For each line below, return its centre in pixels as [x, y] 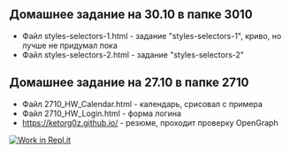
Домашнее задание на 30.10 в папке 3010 [131, 15]
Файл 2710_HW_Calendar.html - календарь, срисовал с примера [142, 104]
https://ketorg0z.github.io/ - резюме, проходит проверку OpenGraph [150, 122]
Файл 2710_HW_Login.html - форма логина [102, 113]
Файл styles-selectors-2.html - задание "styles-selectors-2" [133, 54]
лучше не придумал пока [69, 45]
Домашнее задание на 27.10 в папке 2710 [129, 83]
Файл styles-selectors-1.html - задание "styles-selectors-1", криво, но [152, 35]
